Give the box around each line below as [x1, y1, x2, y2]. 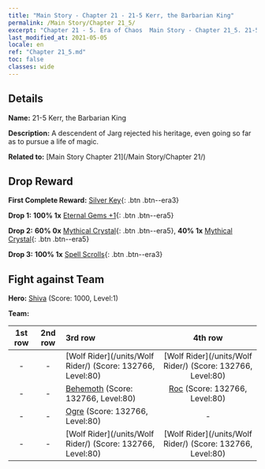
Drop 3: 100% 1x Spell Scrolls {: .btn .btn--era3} [8, 250, 163, 259]
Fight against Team [8, 273, 105, 286]
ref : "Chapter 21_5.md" [8, 48, 87, 56]
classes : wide [8, 63, 55, 71]
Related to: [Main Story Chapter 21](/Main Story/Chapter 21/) [8, 151, 207, 162]
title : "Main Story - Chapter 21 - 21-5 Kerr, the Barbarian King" [8, 11, 235, 20]
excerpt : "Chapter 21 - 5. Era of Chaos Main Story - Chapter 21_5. [8, 26, 242, 34]
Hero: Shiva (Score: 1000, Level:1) [8, 293, 118, 303]
